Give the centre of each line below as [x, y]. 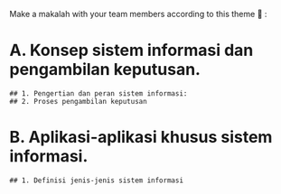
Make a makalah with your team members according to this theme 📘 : [138, 14]
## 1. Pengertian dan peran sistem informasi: [98, 93]
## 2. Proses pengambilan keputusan [78, 101]
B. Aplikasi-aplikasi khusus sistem [141, 138]
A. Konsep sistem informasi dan [131, 51]
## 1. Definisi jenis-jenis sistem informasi [96, 180]
